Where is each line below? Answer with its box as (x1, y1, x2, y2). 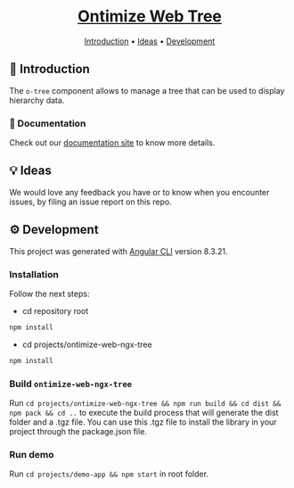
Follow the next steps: (9, 288, 90, 299)
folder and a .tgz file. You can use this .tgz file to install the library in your (9, 417, 278, 427)
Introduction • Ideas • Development (84, 36, 216, 46)
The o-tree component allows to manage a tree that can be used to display (9, 85, 285, 95)
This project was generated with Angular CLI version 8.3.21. (9, 245, 228, 256)
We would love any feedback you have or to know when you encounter (9, 186, 270, 197)
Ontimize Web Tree (77, 6, 223, 27)
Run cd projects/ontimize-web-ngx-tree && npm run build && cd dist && (9, 398, 282, 409)
